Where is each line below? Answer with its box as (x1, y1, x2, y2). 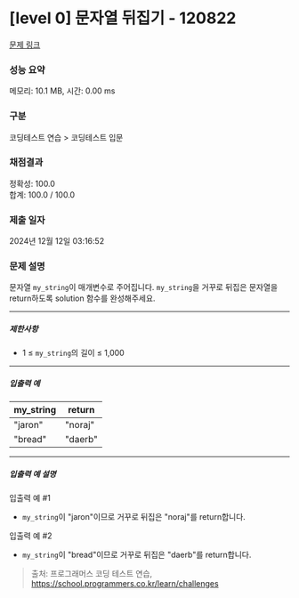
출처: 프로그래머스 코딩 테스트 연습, (30, 569, 153, 579)
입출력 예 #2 (9, 530, 53, 541)
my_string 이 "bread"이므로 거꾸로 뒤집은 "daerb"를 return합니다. (21, 549, 252, 561)
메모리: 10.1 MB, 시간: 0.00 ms (9, 85, 116, 96)
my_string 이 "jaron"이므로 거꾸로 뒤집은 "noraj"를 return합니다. (21, 512, 246, 522)
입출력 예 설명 (9, 468, 56, 479)
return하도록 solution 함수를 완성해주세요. (9, 293, 156, 303)
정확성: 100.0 (9, 178, 56, 189)
